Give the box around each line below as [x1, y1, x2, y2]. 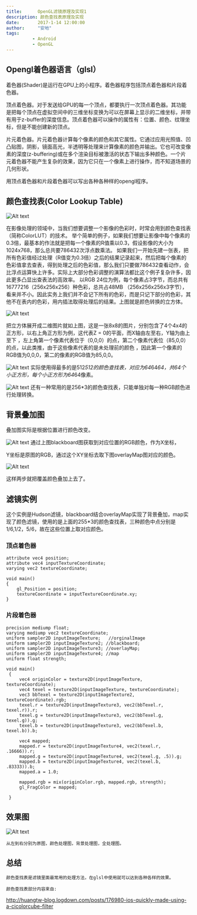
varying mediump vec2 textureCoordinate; [6, 630, 109, 636]
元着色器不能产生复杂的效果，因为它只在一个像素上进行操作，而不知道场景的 [6, 157, 191, 165]
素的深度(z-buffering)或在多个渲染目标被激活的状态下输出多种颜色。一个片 [6, 150, 186, 157]
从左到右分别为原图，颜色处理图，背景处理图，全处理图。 [6, 840, 124, 846]
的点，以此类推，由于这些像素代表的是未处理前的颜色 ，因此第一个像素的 [6, 344, 182, 351]
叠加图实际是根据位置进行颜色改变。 [6, 427, 94, 434]
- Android [32, 36, 57, 42]
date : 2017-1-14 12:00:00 [6, 19, 85, 25]
